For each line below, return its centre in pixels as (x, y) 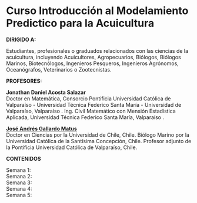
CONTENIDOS (24, 158)
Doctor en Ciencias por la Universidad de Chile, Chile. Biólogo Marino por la (98, 135)
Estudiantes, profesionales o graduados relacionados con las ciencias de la (97, 50)
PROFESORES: (24, 81)
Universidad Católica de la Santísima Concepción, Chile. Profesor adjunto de (99, 141)
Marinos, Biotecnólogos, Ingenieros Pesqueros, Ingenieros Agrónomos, (93, 63)
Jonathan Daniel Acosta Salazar (46, 92)
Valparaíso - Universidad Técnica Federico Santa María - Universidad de (94, 104)
